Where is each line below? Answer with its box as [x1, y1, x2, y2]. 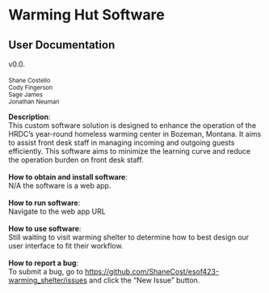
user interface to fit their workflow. [8, 241, 124, 250]
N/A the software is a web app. [8, 180, 111, 190]
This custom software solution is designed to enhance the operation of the [8, 121, 257, 130]
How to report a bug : [8, 258, 79, 268]
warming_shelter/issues [8, 275, 87, 285]
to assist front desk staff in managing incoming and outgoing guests [8, 138, 235, 147]
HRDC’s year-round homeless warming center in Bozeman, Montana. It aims [8, 130, 262, 138]
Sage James [8, 91, 43, 99]
